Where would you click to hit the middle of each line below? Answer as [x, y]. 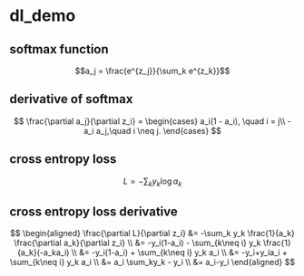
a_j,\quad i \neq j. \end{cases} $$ [159, 130]
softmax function [59, 49]
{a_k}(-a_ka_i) [43, 252]
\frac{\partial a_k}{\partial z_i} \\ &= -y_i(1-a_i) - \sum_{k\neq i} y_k [137, 243]
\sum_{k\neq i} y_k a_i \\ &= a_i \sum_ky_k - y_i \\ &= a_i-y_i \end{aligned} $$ [152, 262]
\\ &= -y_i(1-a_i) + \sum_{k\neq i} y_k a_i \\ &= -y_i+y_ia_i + [180, 252]
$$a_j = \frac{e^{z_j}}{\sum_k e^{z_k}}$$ [152, 71]
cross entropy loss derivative [94, 211]
